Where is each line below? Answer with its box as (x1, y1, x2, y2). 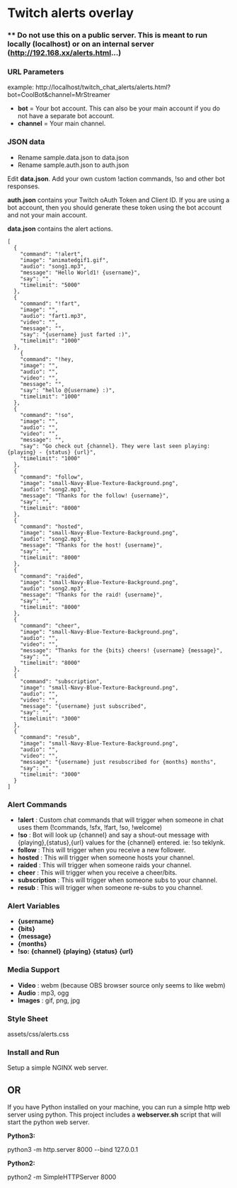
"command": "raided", (20, 572, 83, 580)
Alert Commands (7, 799, 67, 809)
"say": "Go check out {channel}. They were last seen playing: (20, 442, 211, 450)
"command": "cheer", (20, 622, 81, 629)
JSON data (7, 137, 45, 147)
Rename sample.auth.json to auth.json (17, 161, 129, 169)
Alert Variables (7, 901, 60, 910)
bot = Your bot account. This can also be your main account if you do (17, 104, 221, 113)
